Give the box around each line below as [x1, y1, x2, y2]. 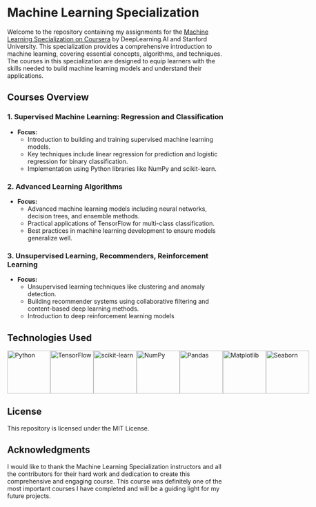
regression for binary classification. [27, 157, 128, 165]
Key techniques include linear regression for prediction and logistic [27, 149, 218, 158]
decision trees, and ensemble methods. [27, 211, 140, 220]
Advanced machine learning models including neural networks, [27, 205, 207, 213]
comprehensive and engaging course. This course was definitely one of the [7, 477, 222, 485]
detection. [27, 290, 57, 298]
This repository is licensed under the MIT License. [7, 424, 150, 432]
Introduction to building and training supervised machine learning [27, 135, 214, 143]
